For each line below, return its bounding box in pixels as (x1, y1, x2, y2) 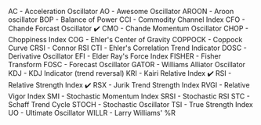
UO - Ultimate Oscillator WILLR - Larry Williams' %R (8, 109, 176, 117)
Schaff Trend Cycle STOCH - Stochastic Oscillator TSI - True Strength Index (8, 100, 253, 109)
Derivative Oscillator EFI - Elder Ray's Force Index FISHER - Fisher (8, 52, 222, 61)
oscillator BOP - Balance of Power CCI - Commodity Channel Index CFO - (8, 15, 245, 24)
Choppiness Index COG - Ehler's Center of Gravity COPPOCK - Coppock (8, 35, 243, 44)
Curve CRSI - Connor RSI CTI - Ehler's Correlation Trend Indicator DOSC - (8, 43, 247, 52)
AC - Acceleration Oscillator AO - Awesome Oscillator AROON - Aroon (8, 7, 234, 16)
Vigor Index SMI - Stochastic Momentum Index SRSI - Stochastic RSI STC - (8, 91, 251, 101)
